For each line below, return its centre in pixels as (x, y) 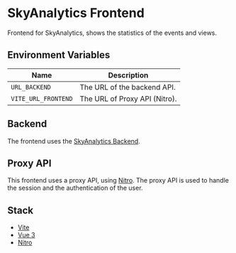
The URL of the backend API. (128, 87)
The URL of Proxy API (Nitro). (128, 99)
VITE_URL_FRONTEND (42, 98)
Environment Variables (59, 55)
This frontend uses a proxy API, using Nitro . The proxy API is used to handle (118, 181)
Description (128, 75)
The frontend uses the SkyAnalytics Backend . (74, 141)
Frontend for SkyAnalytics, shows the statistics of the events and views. (112, 33)
